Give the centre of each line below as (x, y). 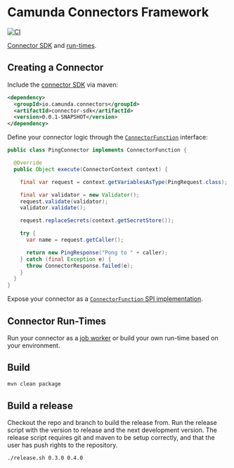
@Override (28, 163)
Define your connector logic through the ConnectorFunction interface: (108, 137)
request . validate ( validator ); (64, 202)
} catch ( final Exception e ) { (66, 259)
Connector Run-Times (57, 321)
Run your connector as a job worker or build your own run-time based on (113, 338)
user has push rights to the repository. (63, 445)
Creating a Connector (56, 68)
